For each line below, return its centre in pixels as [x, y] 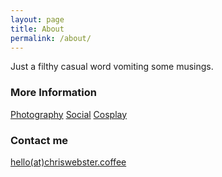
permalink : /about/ [51, 38]
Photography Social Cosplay [69, 114]
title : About [37, 29]
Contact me [39, 140]
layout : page [37, 19]
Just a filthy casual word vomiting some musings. [112, 67]
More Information [53, 93]
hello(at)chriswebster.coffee [68, 162]
